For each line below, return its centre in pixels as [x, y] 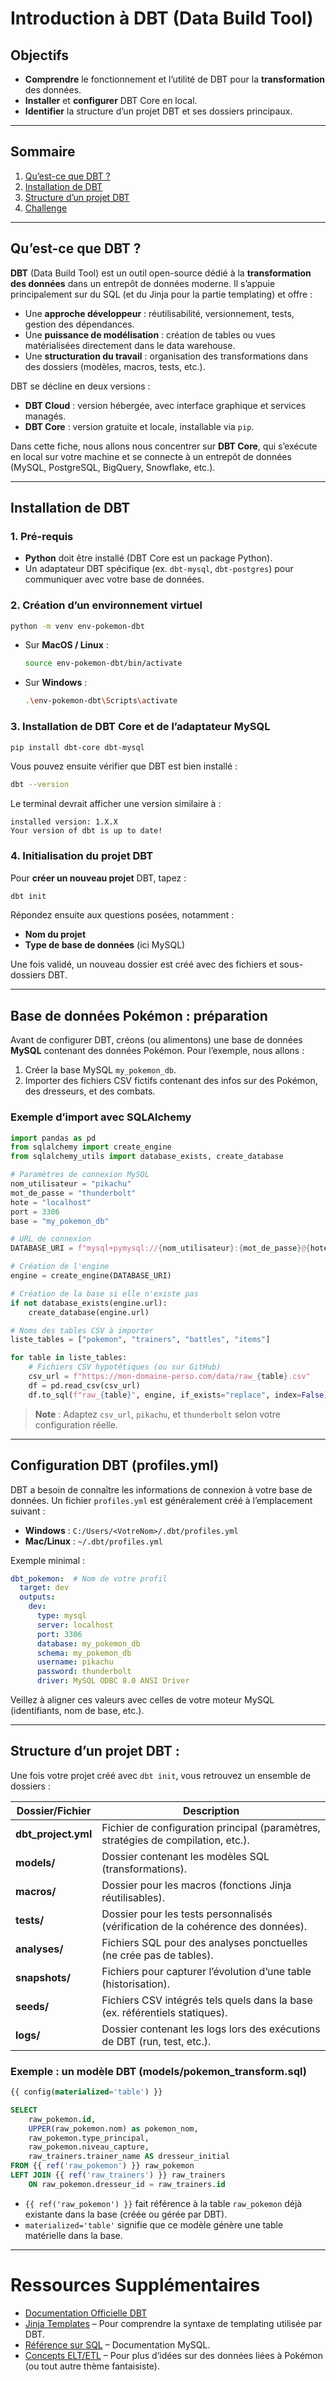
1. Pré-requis [42, 536]
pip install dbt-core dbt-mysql [77, 747]
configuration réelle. [76, 1424]
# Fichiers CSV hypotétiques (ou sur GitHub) [125, 1367]
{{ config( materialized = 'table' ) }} [86, 2092]
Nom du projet [55, 934]
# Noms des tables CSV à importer [82, 1330]
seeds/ [32, 2006]
